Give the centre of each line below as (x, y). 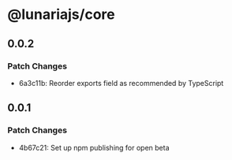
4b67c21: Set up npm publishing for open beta (94, 147)
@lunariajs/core (61, 15)
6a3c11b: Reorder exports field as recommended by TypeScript (121, 83)
